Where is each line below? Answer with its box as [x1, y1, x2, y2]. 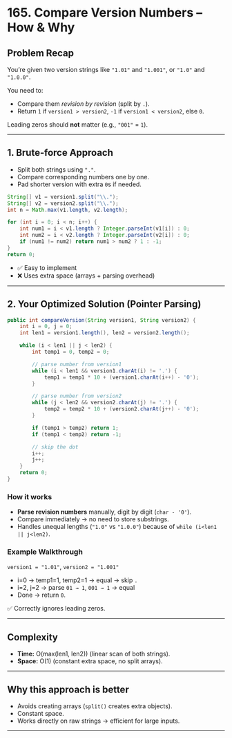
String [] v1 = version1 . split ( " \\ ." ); [7, 193, 119, 200]
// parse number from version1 [32, 361, 122, 368]
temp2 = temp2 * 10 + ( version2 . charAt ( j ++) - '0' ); [43, 406, 200, 413]
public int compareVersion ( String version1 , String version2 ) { [7, 316, 196, 323]
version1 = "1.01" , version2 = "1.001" [7, 563, 119, 571]
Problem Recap [7, 47, 75, 59]
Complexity [7, 631, 59, 643]
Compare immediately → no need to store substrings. [17, 515, 169, 523]
